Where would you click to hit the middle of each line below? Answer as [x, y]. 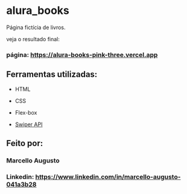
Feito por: [25, 143]
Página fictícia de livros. [36, 27]
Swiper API [29, 124]
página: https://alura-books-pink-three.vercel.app [82, 55]
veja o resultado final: [33, 39]
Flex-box [26, 112]
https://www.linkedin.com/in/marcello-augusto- [108, 176]
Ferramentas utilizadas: [52, 74]
